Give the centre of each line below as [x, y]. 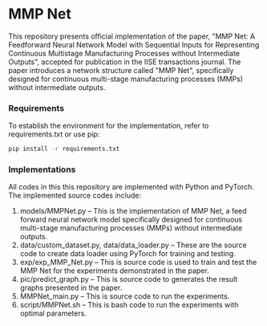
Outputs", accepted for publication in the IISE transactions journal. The [125, 62]
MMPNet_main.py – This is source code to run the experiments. [125, 296]
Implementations [42, 169]
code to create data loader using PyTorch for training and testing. [128, 254]
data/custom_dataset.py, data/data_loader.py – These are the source [133, 245]
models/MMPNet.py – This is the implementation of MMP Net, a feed [133, 211]
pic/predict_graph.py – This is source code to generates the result [129, 279]
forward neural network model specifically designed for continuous [131, 220]
